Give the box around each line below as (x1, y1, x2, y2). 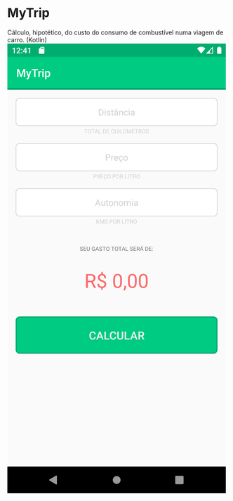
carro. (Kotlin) (7, 35, 47, 44)
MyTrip (7, 5, 51, 21)
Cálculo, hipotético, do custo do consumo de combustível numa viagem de (7, 28, 224, 37)
